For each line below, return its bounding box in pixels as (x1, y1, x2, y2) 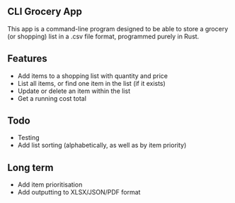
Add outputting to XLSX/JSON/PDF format (17, 188, 141, 197)
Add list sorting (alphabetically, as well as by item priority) (17, 141, 187, 150)
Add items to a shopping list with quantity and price (17, 71, 168, 80)
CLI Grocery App (7, 6, 83, 18)
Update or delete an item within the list (17, 87, 131, 95)
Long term (7, 161, 54, 173)
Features (7, 53, 47, 65)
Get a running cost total (17, 94, 87, 102)
